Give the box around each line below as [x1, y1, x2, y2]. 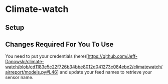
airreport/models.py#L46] [5, 69, 59, 75]
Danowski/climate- [5, 59, 44, 65]
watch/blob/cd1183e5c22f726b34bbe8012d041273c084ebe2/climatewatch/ [5, 64, 163, 70]
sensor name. [5, 75, 34, 81]
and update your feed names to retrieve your [59, 69, 152, 75]
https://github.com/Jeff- [87, 53, 138, 59]
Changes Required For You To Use [5, 40, 114, 48]
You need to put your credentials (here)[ [5, 53, 88, 59]
